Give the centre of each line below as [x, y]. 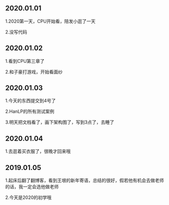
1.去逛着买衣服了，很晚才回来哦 [38, 151]
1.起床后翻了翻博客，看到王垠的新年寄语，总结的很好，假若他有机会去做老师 [84, 180]
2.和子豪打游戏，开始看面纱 [34, 72]
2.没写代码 [16, 32]
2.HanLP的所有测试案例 [30, 111]
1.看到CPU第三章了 [25, 61]
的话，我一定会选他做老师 [32, 187]
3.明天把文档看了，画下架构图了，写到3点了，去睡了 [60, 122]
